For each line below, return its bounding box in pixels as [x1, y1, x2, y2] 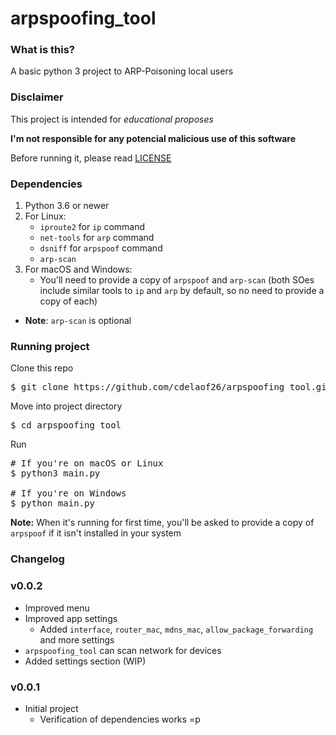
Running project [10, 340, 90, 353]
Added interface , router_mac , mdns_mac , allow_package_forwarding [39, 623, 314, 635]
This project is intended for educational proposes [10, 113, 214, 125]
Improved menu [24, 602, 90, 614]
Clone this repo [10, 362, 74, 374]
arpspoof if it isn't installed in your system [10, 527, 182, 539]
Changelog [10, 552, 65, 566]
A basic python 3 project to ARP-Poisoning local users [10, 65, 234, 77]
